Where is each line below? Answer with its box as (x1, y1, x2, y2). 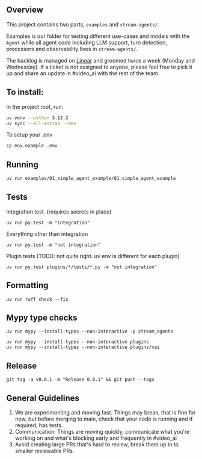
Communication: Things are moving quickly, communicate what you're (14, 428, 190, 435)
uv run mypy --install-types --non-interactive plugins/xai (6, 344, 161, 351)
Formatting (6, 280, 49, 291)
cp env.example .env (6, 143, 58, 149)
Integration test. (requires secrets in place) (6, 208, 112, 215)
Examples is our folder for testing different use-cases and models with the (6, 32, 190, 40)
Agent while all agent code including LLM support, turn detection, (6, 39, 167, 46)
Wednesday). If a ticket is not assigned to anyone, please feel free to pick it (6, 63, 192, 70)
